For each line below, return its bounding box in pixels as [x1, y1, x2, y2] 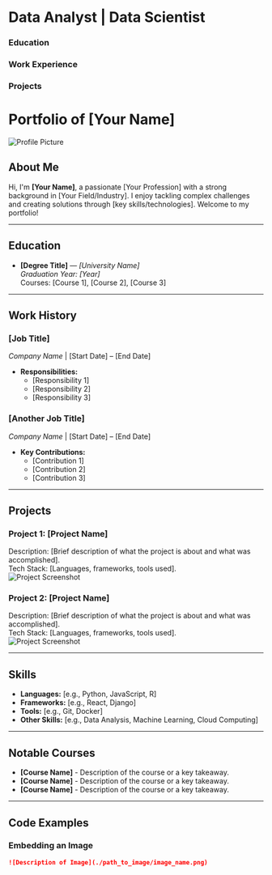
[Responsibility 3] [32, 393, 91, 402]
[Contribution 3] [32, 473, 87, 482]
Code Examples [8, 816, 89, 830]
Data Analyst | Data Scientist [8, 8, 206, 27]
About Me [8, 160, 59, 174]
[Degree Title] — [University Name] [19, 260, 140, 270]
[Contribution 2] [32, 464, 87, 474]
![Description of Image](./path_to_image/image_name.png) [8, 858, 208, 866]
